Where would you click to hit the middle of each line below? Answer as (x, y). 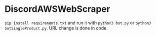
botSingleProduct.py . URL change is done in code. (56, 28)
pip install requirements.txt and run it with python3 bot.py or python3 (78, 23)
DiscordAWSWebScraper (58, 9)
